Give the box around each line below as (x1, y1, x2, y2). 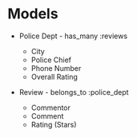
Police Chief (30, 55, 71, 65)
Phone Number (30, 63, 82, 72)
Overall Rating (30, 72, 78, 81)
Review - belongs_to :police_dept (18, 87, 129, 96)
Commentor (30, 103, 71, 112)
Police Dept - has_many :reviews (18, 31, 128, 41)
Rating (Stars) (30, 119, 77, 129)
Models (7, 5, 58, 23)
